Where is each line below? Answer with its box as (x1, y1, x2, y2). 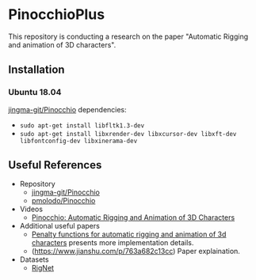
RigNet (31, 263, 54, 273)
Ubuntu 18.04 (8, 87, 62, 98)
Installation (8, 63, 65, 77)
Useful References (8, 158, 102, 172)
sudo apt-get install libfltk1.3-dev (19, 121, 145, 130)
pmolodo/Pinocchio (31, 196, 96, 206)
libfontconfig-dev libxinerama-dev (19, 137, 138, 145)
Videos (19, 204, 44, 214)
